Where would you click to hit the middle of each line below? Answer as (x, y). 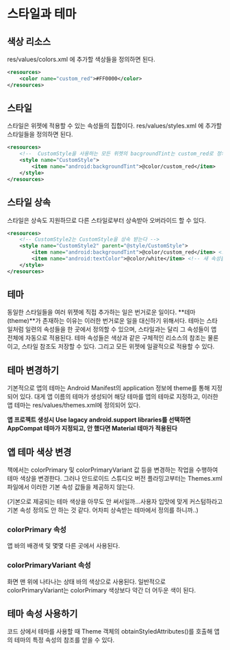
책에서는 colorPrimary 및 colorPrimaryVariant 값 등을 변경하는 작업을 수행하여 (113, 470)
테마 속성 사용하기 (42, 614)
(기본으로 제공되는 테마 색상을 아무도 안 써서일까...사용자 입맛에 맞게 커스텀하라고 (115, 502)
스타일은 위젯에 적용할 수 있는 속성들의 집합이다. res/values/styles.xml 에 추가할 (115, 126)
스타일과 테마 (42, 14)
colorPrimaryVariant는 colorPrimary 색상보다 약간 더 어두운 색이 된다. (102, 590)
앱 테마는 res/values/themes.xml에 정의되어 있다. (74, 405)
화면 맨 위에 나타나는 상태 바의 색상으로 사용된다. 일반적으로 (87, 581)
